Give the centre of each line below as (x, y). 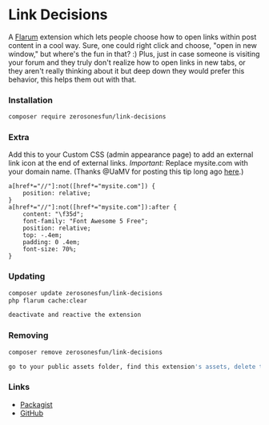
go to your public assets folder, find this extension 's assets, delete (132, 367)
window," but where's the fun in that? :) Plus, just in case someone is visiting (134, 54)
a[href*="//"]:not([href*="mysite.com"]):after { (93, 207)
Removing (28, 335)
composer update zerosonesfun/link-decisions (85, 293)
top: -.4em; (42, 235)
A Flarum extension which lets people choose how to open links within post (132, 37)
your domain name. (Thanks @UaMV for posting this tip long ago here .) (126, 172)
